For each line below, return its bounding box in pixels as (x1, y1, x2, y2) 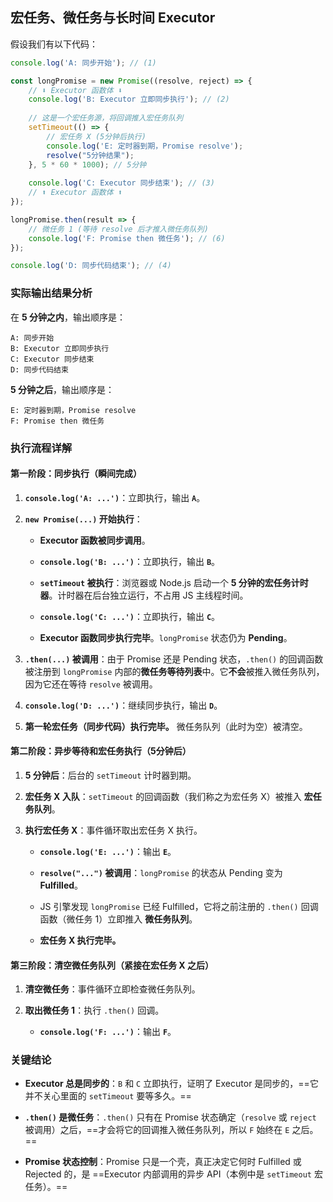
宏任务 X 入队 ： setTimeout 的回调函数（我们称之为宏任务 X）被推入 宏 (24, 790, 313, 802)
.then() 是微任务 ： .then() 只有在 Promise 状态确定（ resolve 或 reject (24, 1111, 317, 1123)
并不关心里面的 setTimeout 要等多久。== (24, 1090, 192, 1102)
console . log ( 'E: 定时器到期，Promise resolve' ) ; (46, 141, 244, 151)
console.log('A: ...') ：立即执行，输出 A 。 (24, 491, 206, 503)
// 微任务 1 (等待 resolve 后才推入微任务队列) (28, 224, 209, 234)
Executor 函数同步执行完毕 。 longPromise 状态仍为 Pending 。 (39, 631, 293, 643)
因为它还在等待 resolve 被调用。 (24, 678, 158, 690)
